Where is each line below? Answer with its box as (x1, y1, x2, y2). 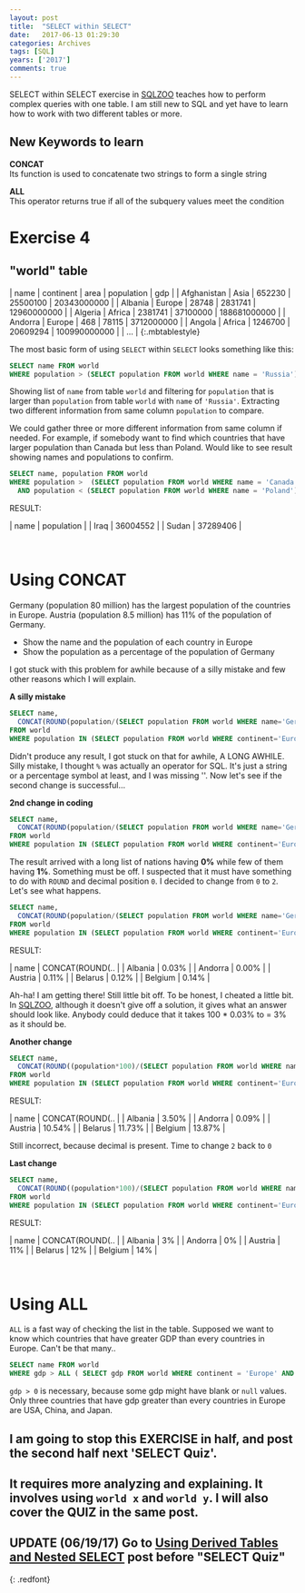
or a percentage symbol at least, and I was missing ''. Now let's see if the (9, 769, 283, 781)
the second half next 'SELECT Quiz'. (9, 1445, 218, 1460)
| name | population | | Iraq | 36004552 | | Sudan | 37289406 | (9, 520, 242, 531)
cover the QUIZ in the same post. (9, 1504, 200, 1519)
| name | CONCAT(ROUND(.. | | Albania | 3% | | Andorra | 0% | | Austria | (9, 1234, 280, 1245)
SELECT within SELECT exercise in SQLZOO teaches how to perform (9, 88, 266, 100)
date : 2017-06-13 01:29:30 (9, 30, 120, 39)
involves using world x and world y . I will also (9, 1490, 270, 1506)
